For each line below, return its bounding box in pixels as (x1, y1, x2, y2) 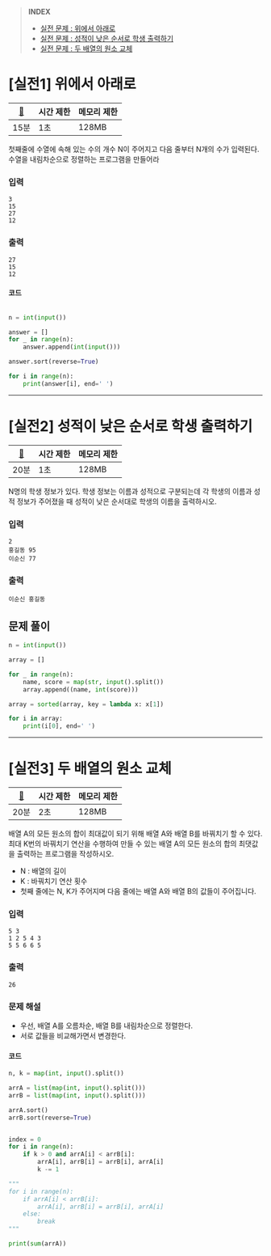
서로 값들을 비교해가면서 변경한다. (19, 1031, 127, 1041)
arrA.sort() (8, 1106, 48, 1114)
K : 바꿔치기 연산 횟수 (19, 877, 88, 886)
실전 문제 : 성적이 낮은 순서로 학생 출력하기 (40, 34, 174, 43)
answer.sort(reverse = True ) (8, 357, 99, 366)
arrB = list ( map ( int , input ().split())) (8, 1091, 147, 1099)
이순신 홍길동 (8, 595, 46, 603)
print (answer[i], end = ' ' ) (23, 379, 114, 387)
